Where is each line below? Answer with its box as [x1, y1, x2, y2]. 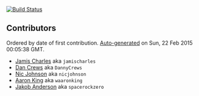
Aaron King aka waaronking [15, 76, 83, 84]
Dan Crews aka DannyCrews [15, 63, 82, 71]
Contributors [6, 23, 57, 33]
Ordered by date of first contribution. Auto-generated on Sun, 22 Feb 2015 [6, 39, 193, 46]
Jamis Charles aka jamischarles [15, 57, 96, 65]
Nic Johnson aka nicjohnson [15, 70, 86, 77]
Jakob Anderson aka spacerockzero [15, 83, 105, 90]
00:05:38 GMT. [6, 45, 44, 53]
